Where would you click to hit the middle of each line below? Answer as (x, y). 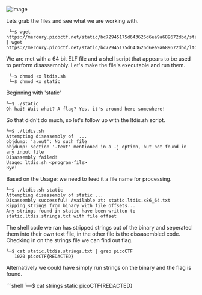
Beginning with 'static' (34, 93)
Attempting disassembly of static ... (55, 195)
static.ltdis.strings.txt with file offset (62, 216)
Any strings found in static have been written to (71, 211)
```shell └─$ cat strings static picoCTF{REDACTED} (69, 286)
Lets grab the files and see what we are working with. (72, 21)
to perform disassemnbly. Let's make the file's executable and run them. (96, 65)
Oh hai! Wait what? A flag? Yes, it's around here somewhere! (86, 109)
